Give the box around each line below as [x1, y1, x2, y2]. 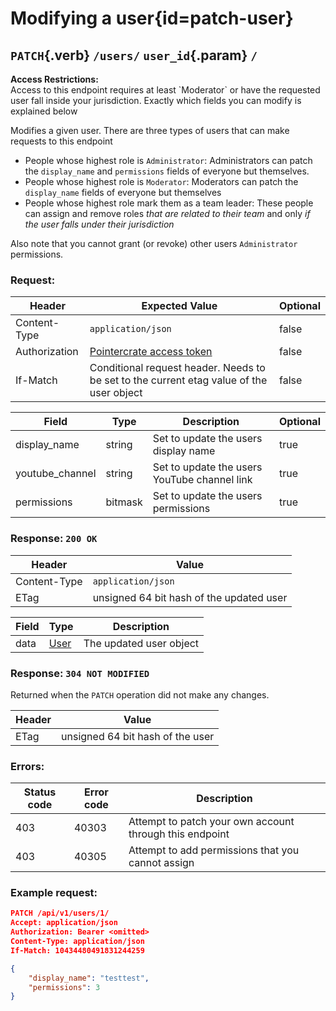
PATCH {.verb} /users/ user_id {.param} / [10, 47, 258, 64]
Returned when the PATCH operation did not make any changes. [10, 688, 270, 701]
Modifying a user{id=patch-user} [10, 7, 294, 30]
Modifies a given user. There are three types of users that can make [10, 125, 290, 136]
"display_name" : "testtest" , [28, 973, 150, 983]
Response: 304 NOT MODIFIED [10, 666, 150, 680]
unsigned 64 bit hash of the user [61, 729, 215, 743]
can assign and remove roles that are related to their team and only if [24, 208, 311, 219]
